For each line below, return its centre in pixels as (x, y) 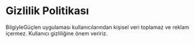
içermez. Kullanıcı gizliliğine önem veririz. (57, 33)
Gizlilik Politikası (47, 11)
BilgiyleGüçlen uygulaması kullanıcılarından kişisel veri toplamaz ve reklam (97, 27)
